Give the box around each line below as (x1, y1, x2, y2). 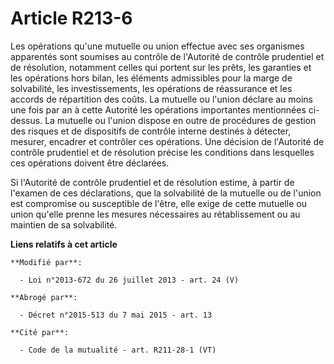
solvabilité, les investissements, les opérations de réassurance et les (10, 82, 293, 94)
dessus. (10, 114, 43, 126)
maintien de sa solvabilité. (10, 218, 118, 231)
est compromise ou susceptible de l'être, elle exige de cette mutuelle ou (10, 197, 307, 209)
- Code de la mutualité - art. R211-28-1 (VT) (19, 345, 217, 355)
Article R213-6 (10, 7, 133, 30)
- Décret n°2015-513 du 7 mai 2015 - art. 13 (19, 310, 213, 320)
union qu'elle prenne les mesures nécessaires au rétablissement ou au (10, 208, 301, 220)
